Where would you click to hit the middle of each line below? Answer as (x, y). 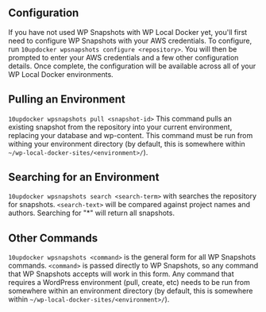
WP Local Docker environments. (61, 74)
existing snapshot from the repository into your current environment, (120, 127)
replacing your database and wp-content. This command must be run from (131, 135)
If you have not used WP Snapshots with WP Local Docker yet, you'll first (128, 32)
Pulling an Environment (67, 100)
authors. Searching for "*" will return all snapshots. (91, 213)
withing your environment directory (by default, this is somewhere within (127, 144)
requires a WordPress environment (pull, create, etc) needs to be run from (129, 283)
